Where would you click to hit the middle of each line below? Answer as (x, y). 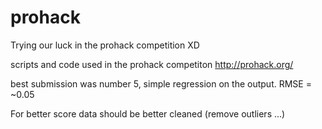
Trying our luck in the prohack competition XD (105, 45)
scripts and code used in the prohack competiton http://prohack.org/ (152, 64)
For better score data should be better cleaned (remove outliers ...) (148, 113)
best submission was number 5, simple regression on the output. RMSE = (161, 83)
